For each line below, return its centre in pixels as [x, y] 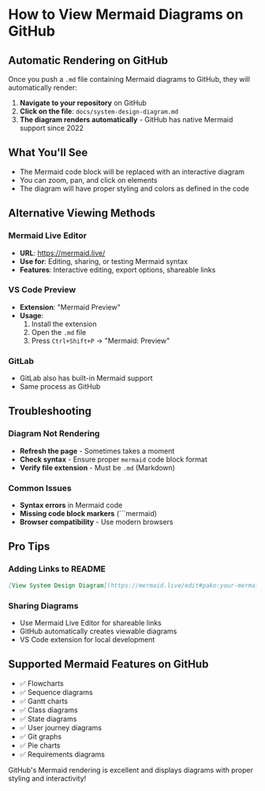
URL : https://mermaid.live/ [62, 253]
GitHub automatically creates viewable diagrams [98, 631]
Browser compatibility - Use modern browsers [96, 522]
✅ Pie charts [40, 745]
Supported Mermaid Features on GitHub [108, 665]
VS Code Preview [42, 290]
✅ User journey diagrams [61, 727]
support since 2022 [52, 128]
